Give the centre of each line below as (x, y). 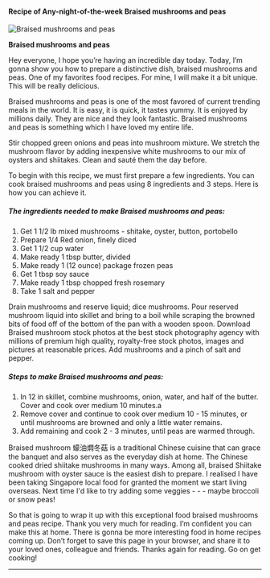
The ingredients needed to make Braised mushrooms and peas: (117, 211)
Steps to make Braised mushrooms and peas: (86, 376)
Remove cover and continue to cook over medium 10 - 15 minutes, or (133, 414)
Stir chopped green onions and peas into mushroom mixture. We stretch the (134, 143)
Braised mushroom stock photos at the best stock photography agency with (134, 332)
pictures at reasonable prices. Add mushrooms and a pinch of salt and (125, 349)
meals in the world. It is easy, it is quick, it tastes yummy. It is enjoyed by (128, 110)
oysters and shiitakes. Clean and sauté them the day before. (108, 160)
